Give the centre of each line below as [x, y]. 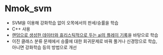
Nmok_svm [28, 9]
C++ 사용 [21, 29]
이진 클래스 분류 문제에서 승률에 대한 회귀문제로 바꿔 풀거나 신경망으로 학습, [84, 41]
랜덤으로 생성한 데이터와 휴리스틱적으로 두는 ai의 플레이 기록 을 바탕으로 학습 [85, 35]
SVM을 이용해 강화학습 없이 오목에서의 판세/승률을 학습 [65, 23]
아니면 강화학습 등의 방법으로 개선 [44, 47]
